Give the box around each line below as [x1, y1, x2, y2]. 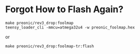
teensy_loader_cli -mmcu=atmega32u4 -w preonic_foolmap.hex [5, 24, 135, 30]
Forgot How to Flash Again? [5, 4, 124, 15]
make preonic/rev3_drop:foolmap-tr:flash [5, 43, 94, 49]
